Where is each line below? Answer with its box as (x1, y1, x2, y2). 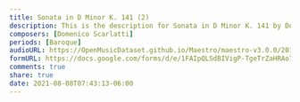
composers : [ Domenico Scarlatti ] (9, 29, 134, 38)
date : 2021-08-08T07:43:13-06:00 (9, 79, 134, 88)
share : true (9, 71, 54, 80)
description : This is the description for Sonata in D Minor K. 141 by (9, 21, 281, 30)
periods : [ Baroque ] (9, 37, 82, 47)
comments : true (9, 63, 66, 72)
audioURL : (9, 46, 46, 55)
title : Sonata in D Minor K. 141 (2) (9, 12, 150, 22)
